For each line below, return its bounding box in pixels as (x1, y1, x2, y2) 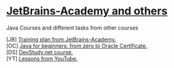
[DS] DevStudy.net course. (6, 48, 73, 55)
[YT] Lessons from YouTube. (6, 55, 78, 62)
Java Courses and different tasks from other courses (6, 24, 138, 31)
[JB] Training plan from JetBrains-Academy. (6, 36, 116, 43)
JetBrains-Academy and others (6, 4, 168, 18)
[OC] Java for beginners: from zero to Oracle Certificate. (6, 42, 147, 49)
